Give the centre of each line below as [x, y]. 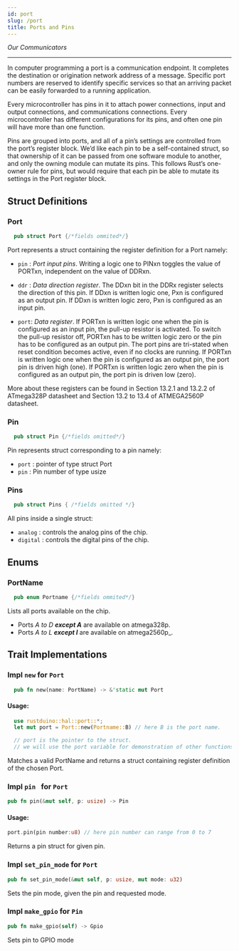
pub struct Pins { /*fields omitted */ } [74, 505]
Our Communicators [37, 48]
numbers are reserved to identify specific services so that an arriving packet [119, 83]
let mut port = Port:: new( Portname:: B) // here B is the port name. [117, 727]
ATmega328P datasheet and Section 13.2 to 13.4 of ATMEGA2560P [106, 395]
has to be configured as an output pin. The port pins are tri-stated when [123, 344]
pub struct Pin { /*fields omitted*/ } [70, 437]
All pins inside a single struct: [51, 519]
